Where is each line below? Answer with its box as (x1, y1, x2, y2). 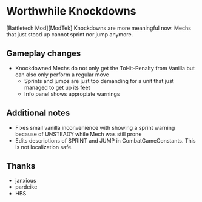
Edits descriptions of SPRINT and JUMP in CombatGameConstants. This (15, 136, 196, 144)
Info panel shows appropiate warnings (24, 90, 120, 98)
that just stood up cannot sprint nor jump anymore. (6, 30, 133, 38)
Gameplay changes (6, 49, 81, 59)
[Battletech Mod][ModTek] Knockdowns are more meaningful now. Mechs (6, 24, 191, 32)
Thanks (6, 161, 36, 171)
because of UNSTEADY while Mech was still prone (15, 130, 142, 138)
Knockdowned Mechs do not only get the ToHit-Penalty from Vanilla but (15, 64, 195, 72)
